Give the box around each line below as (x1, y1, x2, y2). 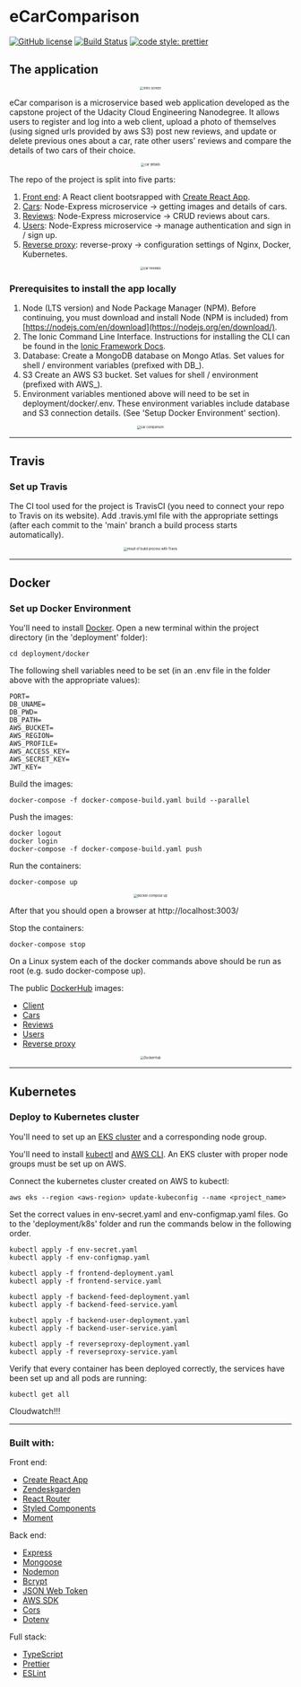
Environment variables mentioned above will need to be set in (21, 389, 250, 400)
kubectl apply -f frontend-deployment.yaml (9, 1269, 175, 1278)
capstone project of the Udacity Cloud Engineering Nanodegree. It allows (9, 107, 280, 118)
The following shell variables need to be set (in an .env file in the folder (9, 665, 271, 676)
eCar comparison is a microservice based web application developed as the (9, 97, 289, 109)
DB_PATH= (9, 716, 42, 725)
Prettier (21, 1658, 50, 1669)
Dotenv (21, 1614, 49, 1625)
